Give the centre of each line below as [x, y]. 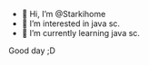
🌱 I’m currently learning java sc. [80, 33]
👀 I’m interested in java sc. [70, 23]
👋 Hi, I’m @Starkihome [64, 14]
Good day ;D [32, 51]
